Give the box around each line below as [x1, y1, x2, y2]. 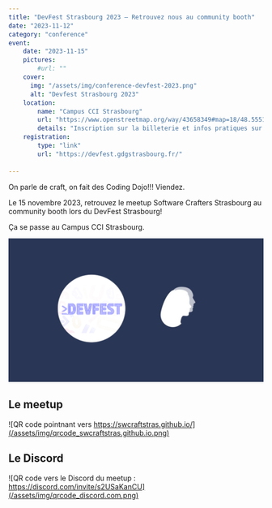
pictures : [23, 56, 57, 64]
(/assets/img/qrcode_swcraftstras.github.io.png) [8, 428, 170, 437]
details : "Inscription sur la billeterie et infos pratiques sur [37, 124, 263, 133]
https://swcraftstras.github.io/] [93, 419, 196, 429]
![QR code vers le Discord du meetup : [8, 473, 136, 483]
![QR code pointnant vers [8, 419, 92, 429]
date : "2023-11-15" [23, 47, 89, 56]
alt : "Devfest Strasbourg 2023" [29, 90, 139, 98]
